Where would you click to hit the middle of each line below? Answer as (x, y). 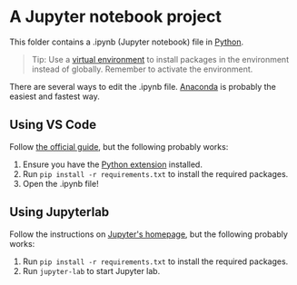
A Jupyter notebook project (116, 17)
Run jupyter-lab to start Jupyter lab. (91, 270)
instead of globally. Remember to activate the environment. (142, 69)
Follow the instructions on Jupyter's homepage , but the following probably (149, 234)
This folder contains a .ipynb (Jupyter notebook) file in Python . (127, 42)
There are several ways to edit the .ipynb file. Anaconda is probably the (143, 86)
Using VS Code (53, 125)
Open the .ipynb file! (60, 183)
